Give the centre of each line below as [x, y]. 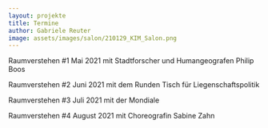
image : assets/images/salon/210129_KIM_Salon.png [93, 38]
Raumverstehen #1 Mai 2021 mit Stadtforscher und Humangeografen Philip [131, 61]
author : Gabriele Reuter [50, 30]
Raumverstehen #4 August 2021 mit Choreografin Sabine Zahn [112, 116]
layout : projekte [37, 16]
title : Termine [34, 23]
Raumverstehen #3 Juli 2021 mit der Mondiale [84, 100]
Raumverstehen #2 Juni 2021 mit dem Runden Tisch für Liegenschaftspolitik [134, 85]
